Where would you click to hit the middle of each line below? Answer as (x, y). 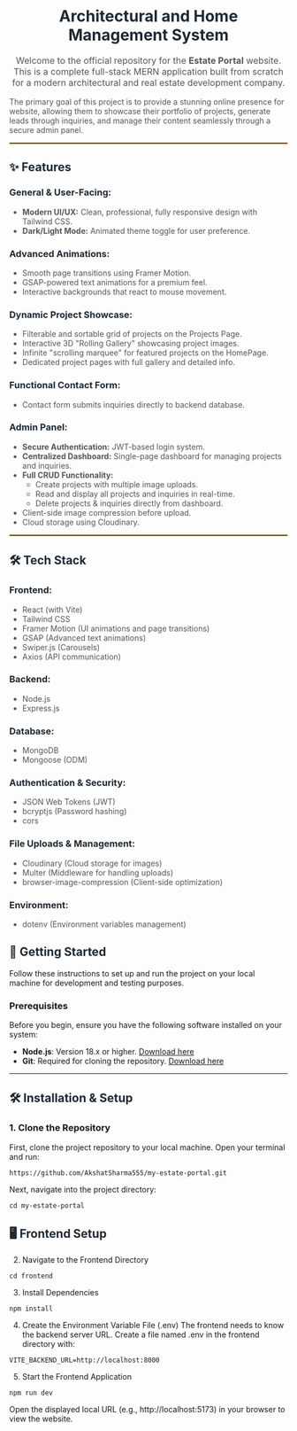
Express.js (41, 708)
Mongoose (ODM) (55, 760)
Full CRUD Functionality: (68, 475)
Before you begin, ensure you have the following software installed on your (146, 1025)
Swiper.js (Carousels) (61, 647)
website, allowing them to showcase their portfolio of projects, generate (140, 111)
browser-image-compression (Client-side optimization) (122, 882)
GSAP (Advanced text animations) (84, 638)
